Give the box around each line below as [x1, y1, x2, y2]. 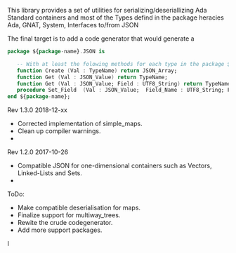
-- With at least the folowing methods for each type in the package [16, 60, 225, 67]
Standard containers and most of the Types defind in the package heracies [7, 13, 225, 22]
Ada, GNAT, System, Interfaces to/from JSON [7, 21, 139, 29]
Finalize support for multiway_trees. [17, 211, 121, 219]
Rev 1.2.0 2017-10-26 [7, 148, 69, 156]
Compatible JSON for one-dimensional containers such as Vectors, [17, 161, 212, 170]
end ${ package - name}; [7, 93, 71, 100]
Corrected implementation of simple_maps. [17, 119, 143, 128]
